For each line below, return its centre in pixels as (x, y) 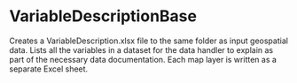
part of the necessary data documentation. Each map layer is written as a (143, 59)
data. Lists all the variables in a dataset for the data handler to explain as (141, 49)
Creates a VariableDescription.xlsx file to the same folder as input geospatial (148, 41)
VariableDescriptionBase (103, 16)
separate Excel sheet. (49, 69)
